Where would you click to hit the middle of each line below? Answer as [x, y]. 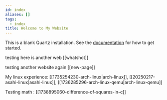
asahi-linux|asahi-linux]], [31, 82]
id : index [16, 10]
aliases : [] [18, 14]
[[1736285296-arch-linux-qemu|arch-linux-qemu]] [110, 82]
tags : [11, 19]
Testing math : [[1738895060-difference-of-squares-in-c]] [66, 92]
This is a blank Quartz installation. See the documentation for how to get [80, 42]
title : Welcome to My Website [37, 28]
